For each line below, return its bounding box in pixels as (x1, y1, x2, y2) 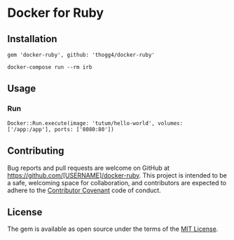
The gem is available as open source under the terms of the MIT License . (7, 225, 219, 233)
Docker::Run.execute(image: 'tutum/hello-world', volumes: (7, 119, 184, 127)
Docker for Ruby (7, 5, 104, 21)
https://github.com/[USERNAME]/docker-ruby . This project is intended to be (7, 171, 228, 180)
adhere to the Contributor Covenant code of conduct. (7, 186, 161, 194)
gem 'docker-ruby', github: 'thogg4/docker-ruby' (7, 51, 156, 58)
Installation (7, 33, 57, 45)
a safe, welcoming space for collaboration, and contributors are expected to (7, 178, 226, 187)
